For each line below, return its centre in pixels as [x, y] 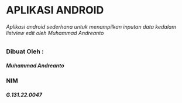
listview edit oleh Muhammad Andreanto [55, 33]
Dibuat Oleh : [25, 51]
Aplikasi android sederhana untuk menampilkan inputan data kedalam [91, 26]
